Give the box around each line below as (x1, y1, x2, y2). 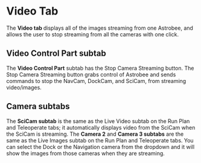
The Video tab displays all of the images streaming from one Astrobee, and (6, 24, 193, 32)
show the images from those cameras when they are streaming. (6, 150, 165, 157)
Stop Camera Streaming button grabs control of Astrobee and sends (6, 71, 176, 78)
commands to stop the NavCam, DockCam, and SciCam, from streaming (6, 77, 187, 84)
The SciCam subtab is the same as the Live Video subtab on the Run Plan (6, 117, 190, 125)
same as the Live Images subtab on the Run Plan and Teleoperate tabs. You (6, 136, 194, 144)
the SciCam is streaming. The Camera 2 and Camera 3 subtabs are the (6, 130, 184, 138)
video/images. (6, 84, 42, 91)
